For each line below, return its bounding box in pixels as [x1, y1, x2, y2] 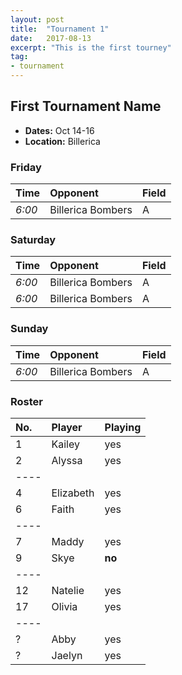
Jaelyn [51, 649, 83, 662]
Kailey [51, 437, 80, 451]
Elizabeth [51, 486, 95, 500]
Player [51, 421, 83, 434]
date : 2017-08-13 [10, 33, 92, 43]
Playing [104, 421, 142, 434]
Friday [10, 160, 42, 174]
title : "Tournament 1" [10, 24, 110, 34]
